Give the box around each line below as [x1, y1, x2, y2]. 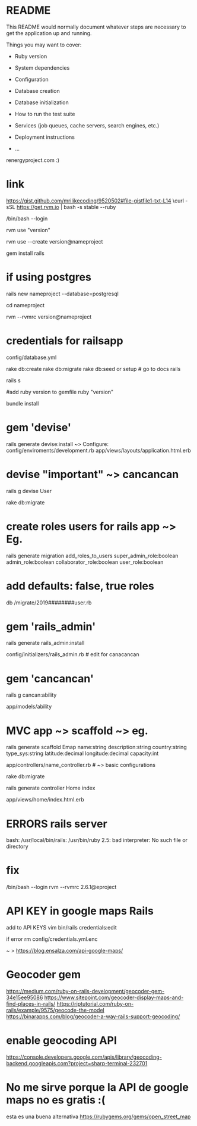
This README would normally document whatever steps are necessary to [6, 23, 186, 30]
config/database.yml [6, 354, 57, 361]
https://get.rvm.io [17, 203, 59, 210]
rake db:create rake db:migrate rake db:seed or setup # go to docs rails [6, 365, 181, 372]
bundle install [6, 400, 39, 407]
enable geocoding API [6, 1034, 117, 1047]
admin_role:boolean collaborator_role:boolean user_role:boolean [6, 558, 164, 566]
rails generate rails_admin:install [6, 640, 85, 647]
